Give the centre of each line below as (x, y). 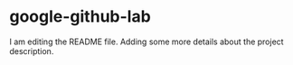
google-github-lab (80, 17)
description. (32, 51)
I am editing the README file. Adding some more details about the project (146, 42)
